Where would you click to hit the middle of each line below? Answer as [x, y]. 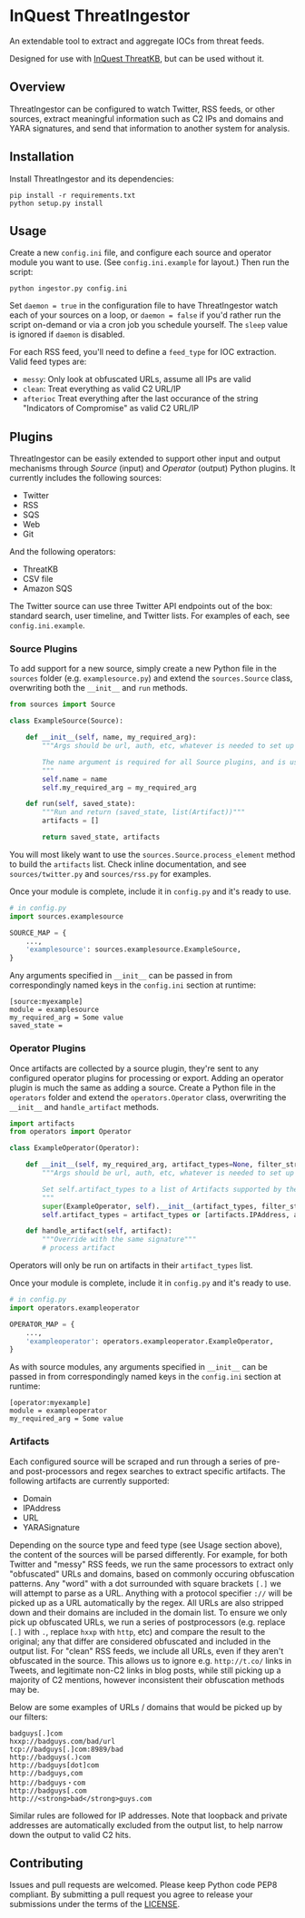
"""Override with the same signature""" [119, 1240]
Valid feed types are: [48, 362]
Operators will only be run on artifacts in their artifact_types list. [131, 1265]
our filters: [29, 1716]
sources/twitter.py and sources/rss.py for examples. [110, 873]
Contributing [46, 1863]
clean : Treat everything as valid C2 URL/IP [102, 389]
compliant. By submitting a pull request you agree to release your [131, 1894]
